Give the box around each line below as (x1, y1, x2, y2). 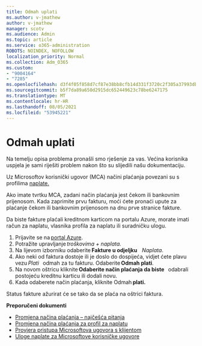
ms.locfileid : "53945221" (6, 110, 71, 116)
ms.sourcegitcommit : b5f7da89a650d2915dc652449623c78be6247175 (6, 87, 168, 93)
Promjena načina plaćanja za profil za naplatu (14, 320, 128, 327)
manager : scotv (6, 25, 44, 32)
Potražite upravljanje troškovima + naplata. (14, 240, 121, 247)
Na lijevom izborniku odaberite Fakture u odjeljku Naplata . (14, 247, 164, 254)
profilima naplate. (6, 180, 50, 187)
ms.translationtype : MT (6, 93, 66, 99)
